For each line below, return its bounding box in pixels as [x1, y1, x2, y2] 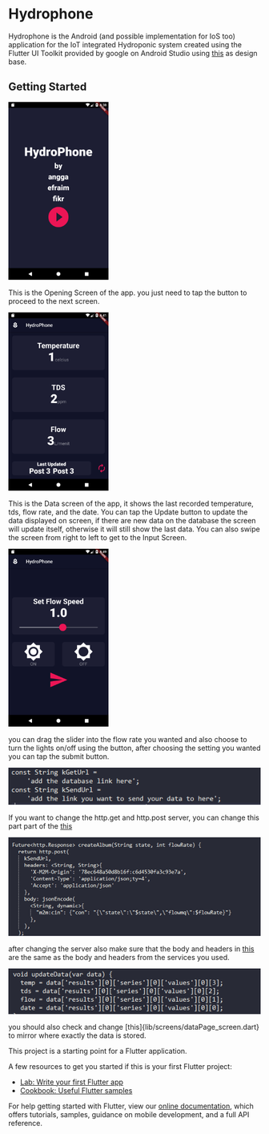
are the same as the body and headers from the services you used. [8, 953, 230, 962]
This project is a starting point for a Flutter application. [8, 1046, 187, 1055]
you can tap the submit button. [8, 752, 110, 761]
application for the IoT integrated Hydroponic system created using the [8, 39, 243, 49]
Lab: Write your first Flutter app [19, 1077, 124, 1087]
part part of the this [8, 821, 73, 831]
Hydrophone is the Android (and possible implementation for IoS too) [8, 31, 236, 41]
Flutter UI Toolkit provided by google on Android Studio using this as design [8, 48, 258, 58]
